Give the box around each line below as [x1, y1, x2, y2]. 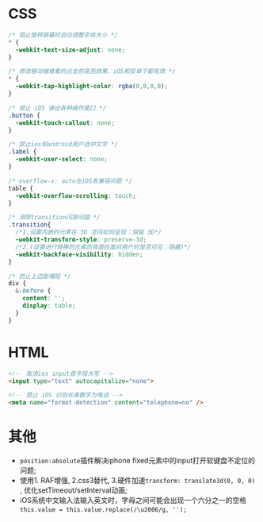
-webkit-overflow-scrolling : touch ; [15, 191, 136, 199]
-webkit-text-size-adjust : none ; [15, 45, 126, 54]
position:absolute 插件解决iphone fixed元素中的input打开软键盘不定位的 [19, 456, 256, 466]
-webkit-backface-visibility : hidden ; [15, 250, 144, 258]
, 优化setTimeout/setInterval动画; [19, 485, 128, 495]
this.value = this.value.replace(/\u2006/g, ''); [19, 506, 188, 514]
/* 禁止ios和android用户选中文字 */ [8, 141, 119, 149]
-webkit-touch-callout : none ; [15, 118, 115, 127]
